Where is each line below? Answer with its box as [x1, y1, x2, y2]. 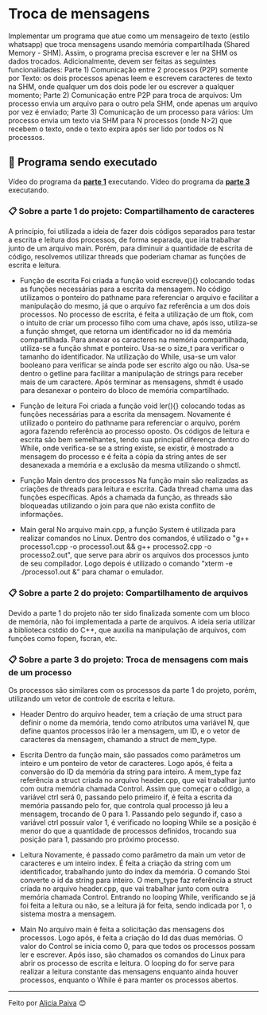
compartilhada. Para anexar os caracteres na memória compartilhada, [19, 335, 249, 344]
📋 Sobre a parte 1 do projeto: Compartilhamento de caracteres [8, 205, 255, 216]
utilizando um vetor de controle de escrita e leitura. [8, 694, 176, 703]
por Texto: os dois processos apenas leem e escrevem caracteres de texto [8, 73, 253, 83]
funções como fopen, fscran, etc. [8, 634, 118, 644]
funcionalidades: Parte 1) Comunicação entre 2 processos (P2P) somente [8, 64, 249, 74]
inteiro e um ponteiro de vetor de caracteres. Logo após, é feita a [19, 758, 233, 768]
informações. [19, 510, 64, 519]
